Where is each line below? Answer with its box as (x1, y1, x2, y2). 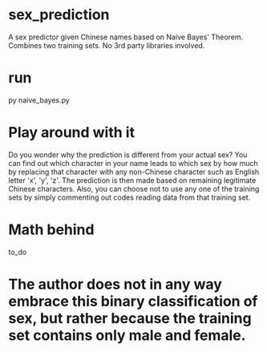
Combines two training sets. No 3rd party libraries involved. (8, 40, 205, 50)
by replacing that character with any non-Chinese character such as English (8, 167, 260, 176)
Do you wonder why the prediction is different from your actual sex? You (8, 150, 248, 160)
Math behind (8, 221, 95, 238)
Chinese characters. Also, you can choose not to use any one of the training (8, 184, 260, 193)
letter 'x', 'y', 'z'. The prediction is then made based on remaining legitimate (8, 175, 257, 185)
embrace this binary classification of (8, 292, 258, 310)
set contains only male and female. (8, 326, 246, 344)
